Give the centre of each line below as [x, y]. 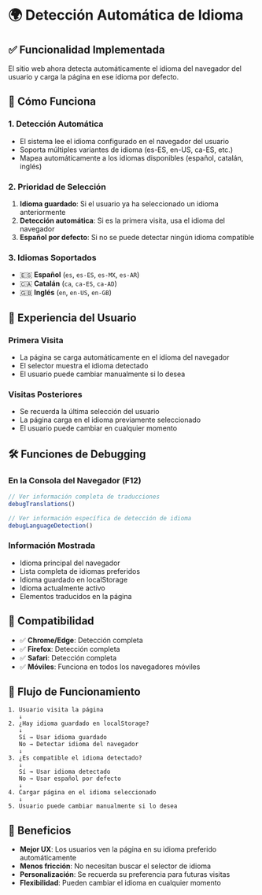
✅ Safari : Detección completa [68, 657]
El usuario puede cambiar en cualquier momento [98, 428]
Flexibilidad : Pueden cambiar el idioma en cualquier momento [120, 883]
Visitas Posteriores [45, 394]
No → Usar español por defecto [70, 779]
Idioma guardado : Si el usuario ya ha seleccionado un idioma [119, 203]
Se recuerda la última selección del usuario [89, 412]
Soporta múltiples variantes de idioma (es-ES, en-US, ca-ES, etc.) [126, 150]
